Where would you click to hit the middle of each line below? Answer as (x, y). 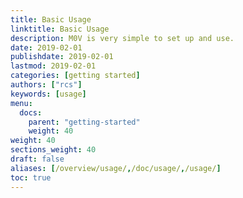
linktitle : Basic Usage (60, 29)
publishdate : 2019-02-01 (62, 57)
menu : (21, 103)
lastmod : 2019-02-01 (53, 66)
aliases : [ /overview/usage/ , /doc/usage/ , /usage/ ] (116, 168)
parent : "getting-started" (84, 122)
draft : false (37, 159)
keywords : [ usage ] (48, 94)
